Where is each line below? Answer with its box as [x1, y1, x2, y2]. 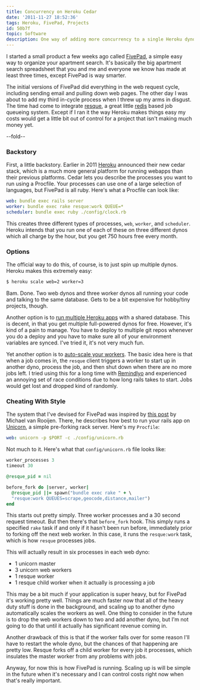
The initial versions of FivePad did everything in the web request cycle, [6, 83, 180, 90]
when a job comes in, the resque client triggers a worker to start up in [6, 357, 176, 364]
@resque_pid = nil [6, 474, 52, 480]
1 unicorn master [14, 560, 56, 567]
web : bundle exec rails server [6, 198, 84, 204]
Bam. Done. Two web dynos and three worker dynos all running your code [6, 290, 189, 297]
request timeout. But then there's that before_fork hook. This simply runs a [6, 518, 190, 525]
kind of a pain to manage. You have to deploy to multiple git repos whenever [6, 327, 193, 334]
